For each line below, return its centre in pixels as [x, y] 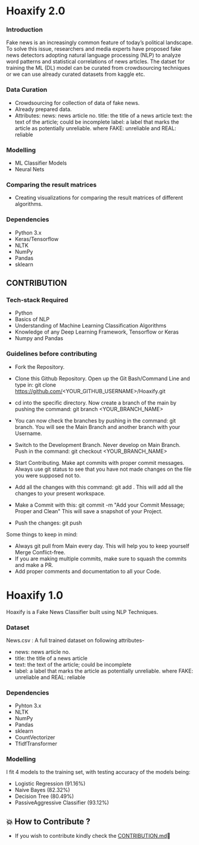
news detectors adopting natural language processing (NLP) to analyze [94, 55]
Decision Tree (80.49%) [44, 796]
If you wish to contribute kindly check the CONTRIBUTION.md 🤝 [93, 836]
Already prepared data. [43, 109]
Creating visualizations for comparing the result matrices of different [99, 198]
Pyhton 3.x [28, 706]
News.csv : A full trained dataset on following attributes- [75, 640]
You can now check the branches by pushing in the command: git [95, 420]
